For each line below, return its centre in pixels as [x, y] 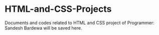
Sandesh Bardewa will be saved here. [43, 28]
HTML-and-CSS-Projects [58, 9]
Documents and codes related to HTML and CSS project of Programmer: [80, 23]
